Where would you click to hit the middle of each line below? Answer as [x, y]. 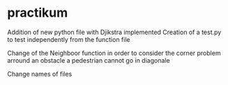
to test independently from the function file [69, 39]
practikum [38, 13]
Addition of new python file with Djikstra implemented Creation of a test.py [114, 32]
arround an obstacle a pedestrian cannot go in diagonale [89, 60]
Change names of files [40, 74]
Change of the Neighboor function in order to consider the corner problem [114, 53]
